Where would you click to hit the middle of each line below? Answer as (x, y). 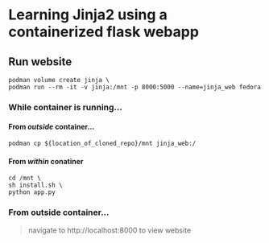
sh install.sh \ (35, 185)
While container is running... (65, 107)
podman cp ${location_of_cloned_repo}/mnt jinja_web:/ (102, 144)
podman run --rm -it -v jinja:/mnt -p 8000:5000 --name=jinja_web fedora (135, 87)
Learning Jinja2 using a (88, 15)
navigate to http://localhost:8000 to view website (110, 230)
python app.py (32, 192)
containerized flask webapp (104, 32)
